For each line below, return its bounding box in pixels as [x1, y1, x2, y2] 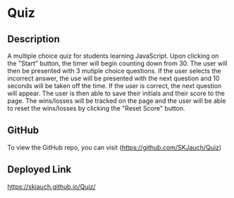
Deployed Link [7, 163, 72, 175]
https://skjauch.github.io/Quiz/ [7, 182, 97, 191]
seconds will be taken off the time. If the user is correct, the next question [7, 82, 222, 89]
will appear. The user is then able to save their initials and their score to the [7, 89, 226, 97]
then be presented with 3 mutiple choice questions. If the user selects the [7, 67, 221, 75]
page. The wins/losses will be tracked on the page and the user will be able [7, 97, 226, 105]
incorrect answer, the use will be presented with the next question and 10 [7, 74, 220, 82]
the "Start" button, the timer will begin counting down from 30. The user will [7, 59, 228, 68]
